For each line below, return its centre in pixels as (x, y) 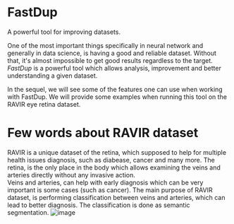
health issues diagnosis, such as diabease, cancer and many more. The (111, 160)
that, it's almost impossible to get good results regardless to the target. (110, 60)
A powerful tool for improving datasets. (64, 32)
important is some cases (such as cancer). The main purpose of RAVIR (110, 190)
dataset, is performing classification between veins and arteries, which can (116, 197)
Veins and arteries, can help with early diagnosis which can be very (105, 182)
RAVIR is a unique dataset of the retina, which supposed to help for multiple (117, 152)
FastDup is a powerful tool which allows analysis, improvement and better (115, 68)
